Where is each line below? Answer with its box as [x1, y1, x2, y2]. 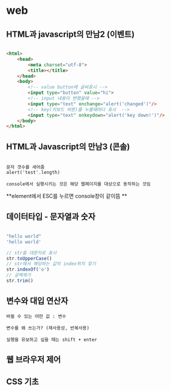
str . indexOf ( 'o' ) [6, 266, 50, 272]
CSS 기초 [6, 377, 39, 387]
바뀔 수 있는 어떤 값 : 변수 [6, 313, 67, 319]
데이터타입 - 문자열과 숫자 [6, 212, 96, 222]
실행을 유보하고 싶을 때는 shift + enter [6, 336, 98, 343]
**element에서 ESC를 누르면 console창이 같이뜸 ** [6, 192, 128, 200]
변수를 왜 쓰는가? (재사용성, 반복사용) [6, 325, 90, 331]
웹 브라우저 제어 [6, 354, 61, 365]
